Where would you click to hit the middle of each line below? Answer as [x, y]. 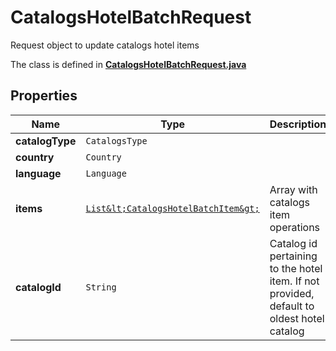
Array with [293, 189]
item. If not [294, 281]
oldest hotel [297, 318]
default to [292, 306]
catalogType [46, 141]
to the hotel [296, 268]
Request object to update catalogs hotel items [105, 45]
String [101, 287]
